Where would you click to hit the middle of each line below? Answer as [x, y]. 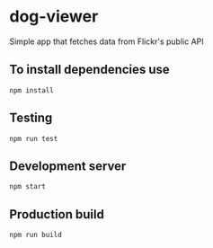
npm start [28, 187]
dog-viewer [54, 17]
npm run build [36, 235]
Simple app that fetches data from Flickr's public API [106, 41]
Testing [31, 118]
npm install [31, 90]
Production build [57, 214]
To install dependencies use [90, 70]
